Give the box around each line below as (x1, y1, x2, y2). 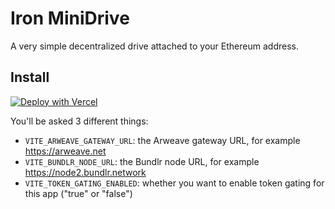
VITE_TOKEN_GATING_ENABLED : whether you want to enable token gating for (24, 177, 325, 189)
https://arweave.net (24, 145, 107, 157)
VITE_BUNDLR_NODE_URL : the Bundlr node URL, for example (24, 155, 260, 167)
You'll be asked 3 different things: (10, 115, 149, 127)
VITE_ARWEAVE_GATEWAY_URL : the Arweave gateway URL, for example (24, 134, 301, 146)
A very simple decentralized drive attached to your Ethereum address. (10, 40, 299, 52)
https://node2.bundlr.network (24, 166, 147, 178)
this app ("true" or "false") (24, 187, 133, 199)
